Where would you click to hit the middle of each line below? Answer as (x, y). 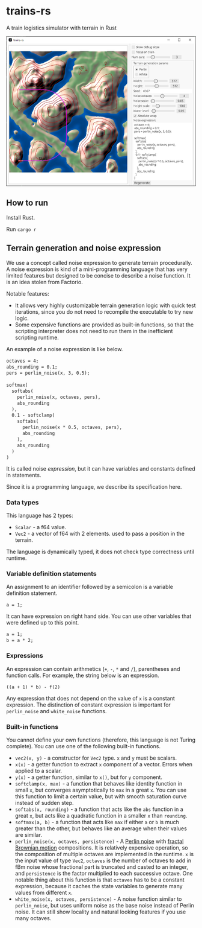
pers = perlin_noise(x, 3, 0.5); (48, 373)
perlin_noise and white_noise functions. (57, 711)
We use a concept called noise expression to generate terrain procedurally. (99, 262)
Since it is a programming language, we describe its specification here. (94, 486)
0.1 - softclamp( (33, 415)
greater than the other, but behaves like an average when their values (101, 828)
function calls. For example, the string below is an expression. (83, 675)
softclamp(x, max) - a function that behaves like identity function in (99, 783)
